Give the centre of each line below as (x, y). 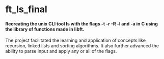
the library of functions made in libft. (45, 29)
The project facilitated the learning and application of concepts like (76, 40)
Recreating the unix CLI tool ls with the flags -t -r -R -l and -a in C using (81, 23)
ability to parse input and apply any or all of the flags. (61, 51)
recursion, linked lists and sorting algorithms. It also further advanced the (82, 46)
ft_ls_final (26, 9)
